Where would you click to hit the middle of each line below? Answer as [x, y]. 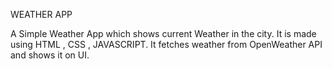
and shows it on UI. [50, 55]
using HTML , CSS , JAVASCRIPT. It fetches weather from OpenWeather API [166, 44]
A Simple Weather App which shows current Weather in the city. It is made [163, 33]
